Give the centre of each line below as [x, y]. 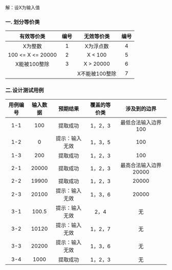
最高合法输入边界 [141, 165]
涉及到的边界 [141, 109]
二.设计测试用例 [25, 90]
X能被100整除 [32, 64]
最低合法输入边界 [141, 122]
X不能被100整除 [97, 74]
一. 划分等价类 [23, 22]
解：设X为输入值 [23, 7]
